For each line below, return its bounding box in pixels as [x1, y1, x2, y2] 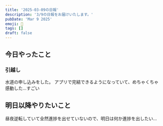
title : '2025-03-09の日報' [5, 7, 59, 12]
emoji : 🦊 [5, 21, 23, 26]
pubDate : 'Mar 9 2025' [5, 16, 52, 21]
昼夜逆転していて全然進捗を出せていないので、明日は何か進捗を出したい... [5, 115, 157, 121]
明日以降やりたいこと [5, 101, 71, 110]
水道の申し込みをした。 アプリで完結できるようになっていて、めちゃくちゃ [5, 78, 159, 85]
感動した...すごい [5, 85, 40, 91]
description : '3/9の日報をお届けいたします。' [5, 12, 94, 17]
